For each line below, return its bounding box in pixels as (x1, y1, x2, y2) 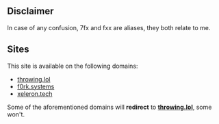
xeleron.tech (16, 89, 53, 98)
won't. (7, 110, 25, 119)
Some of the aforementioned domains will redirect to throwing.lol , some (7, 103, 212, 111)
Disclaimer (7, 5, 54, 17)
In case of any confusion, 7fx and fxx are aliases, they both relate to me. (7, 23, 211, 32)
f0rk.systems (16, 82, 55, 90)
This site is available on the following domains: (7, 62, 138, 70)
